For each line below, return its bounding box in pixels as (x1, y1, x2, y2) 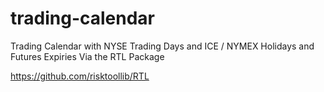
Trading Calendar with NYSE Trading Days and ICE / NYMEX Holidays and (10, 40, 315, 52)
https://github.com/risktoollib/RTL (10, 70, 150, 82)
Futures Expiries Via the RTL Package (10, 50, 165, 62)
